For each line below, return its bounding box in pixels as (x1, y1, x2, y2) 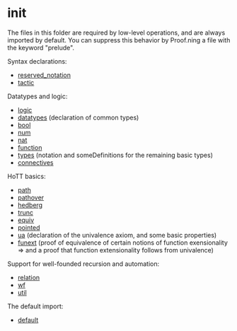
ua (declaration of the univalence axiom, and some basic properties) (17, 231, 217, 239)
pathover (17, 193, 45, 202)
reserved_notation (17, 71, 71, 79)
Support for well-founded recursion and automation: (7, 260, 160, 268)
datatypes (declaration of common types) (17, 113, 139, 122)
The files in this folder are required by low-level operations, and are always (7, 28, 226, 37)
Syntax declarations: (7, 57, 67, 65)
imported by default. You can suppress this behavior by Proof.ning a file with (7, 35, 231, 44)
